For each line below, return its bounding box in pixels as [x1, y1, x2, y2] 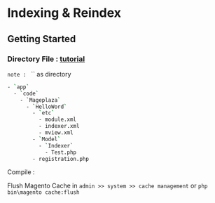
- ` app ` [7, 83, 30, 91]
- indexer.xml [38, 123, 80, 130]
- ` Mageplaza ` [20, 96, 61, 103]
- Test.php [44, 149, 77, 156]
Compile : [7, 168, 35, 176]
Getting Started [7, 33, 76, 45]
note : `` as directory [7, 70, 71, 78]
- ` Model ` [32, 136, 61, 143]
